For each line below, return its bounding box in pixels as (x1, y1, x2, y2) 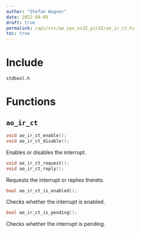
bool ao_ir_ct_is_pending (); (6, 210, 78, 216)
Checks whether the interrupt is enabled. (6, 198, 105, 205)
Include (6, 56, 44, 70)
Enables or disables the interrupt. (6, 149, 86, 156)
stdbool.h (6, 76, 31, 81)
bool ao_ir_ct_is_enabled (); (6, 188, 78, 193)
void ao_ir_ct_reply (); (6, 166, 65, 172)
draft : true (6, 19, 35, 25)
